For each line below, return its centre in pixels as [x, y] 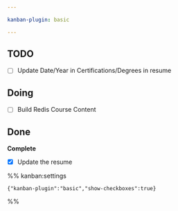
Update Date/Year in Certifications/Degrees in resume [94, 71]
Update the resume [45, 162]
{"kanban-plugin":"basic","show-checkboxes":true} [82, 189]
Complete [22, 149]
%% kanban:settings [37, 176]
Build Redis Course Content [56, 110]
